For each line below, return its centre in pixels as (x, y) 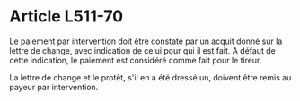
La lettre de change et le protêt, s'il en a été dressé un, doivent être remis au (150, 77)
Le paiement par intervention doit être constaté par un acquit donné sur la (146, 41)
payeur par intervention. (54, 87)
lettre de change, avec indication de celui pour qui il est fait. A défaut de (142, 50)
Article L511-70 (66, 17)
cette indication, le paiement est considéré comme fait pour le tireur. (136, 60)
